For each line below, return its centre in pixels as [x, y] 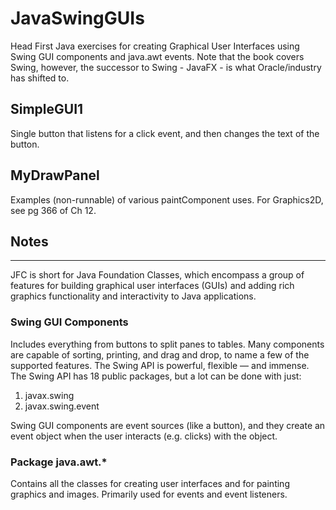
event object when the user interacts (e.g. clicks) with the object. [144, 436]
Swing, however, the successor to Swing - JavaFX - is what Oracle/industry [166, 67]
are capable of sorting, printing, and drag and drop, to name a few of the [160, 354]
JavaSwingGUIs [77, 18]
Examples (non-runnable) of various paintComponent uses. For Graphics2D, [167, 199]
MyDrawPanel [55, 175]
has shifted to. [40, 78]
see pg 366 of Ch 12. [53, 210]
